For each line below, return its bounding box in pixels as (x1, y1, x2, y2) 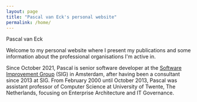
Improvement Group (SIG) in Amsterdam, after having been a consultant (6, 71, 181, 78)
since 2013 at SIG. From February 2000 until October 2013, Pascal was (6, 77, 178, 84)
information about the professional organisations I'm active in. (6, 53, 156, 60)
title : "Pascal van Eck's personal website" (6, 14, 117, 20)
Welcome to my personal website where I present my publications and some (6, 47, 191, 54)
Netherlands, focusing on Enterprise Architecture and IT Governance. (6, 89, 175, 97)
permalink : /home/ (6, 19, 51, 25)
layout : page (6, 8, 38, 15)
